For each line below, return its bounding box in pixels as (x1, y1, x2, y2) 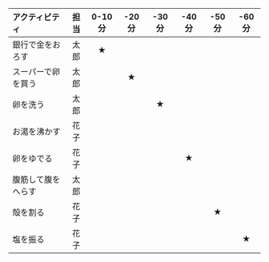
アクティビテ (12, 12, 60, 22)
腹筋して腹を (12, 174, 61, 185)
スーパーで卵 (12, 66, 60, 77)
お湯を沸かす (12, 126, 62, 137)
